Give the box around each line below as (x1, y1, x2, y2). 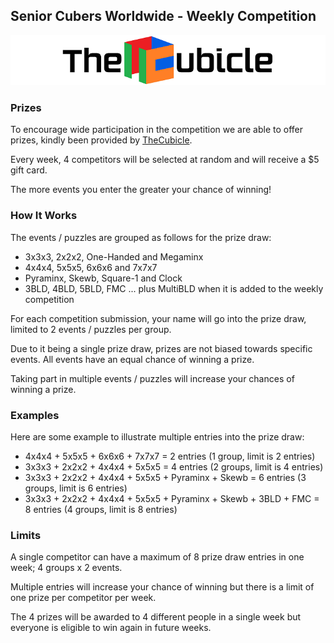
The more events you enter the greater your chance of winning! (10, 184, 272, 196)
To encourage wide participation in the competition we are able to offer (10, 124, 304, 136)
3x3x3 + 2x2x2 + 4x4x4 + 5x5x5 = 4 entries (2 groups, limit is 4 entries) (24, 460, 324, 473)
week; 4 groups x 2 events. (10, 562, 123, 574)
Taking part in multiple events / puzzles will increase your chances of (10, 372, 295, 384)
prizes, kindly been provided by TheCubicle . (10, 134, 193, 146)
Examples (10, 408, 60, 422)
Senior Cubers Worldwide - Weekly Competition (10, 8, 317, 25)
